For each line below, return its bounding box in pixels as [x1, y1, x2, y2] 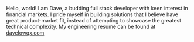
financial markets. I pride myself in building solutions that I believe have [6, 11, 179, 18]
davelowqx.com [6, 29, 45, 36]
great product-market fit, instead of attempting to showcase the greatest [6, 17, 182, 24]
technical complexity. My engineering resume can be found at [6, 23, 156, 30]
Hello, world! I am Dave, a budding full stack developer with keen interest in [6, 5, 189, 12]
